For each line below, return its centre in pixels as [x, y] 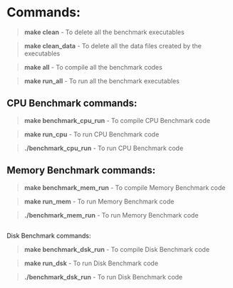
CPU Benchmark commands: [72, 103]
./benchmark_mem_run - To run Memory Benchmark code [111, 215]
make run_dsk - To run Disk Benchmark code [91, 263]
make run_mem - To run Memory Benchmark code [99, 201]
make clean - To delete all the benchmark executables [104, 32]
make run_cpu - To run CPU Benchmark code [92, 134]
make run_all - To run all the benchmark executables [102, 81]
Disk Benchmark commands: [49, 235]
